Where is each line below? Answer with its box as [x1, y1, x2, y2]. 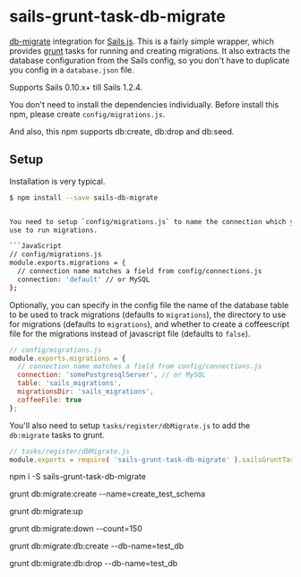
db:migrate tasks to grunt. [9, 429, 106, 440]
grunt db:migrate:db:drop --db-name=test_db [9, 558, 178, 569]
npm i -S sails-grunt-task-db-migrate [9, 471, 146, 482]
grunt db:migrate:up [9, 506, 83, 517]
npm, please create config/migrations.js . [9, 108, 166, 119]
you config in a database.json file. [9, 65, 134, 75]
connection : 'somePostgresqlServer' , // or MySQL [17, 370, 206, 380]
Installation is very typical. [9, 176, 106, 186]
